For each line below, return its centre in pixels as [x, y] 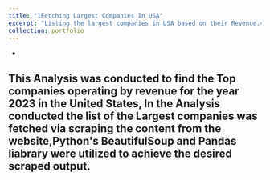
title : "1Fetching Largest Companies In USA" [86, 16]
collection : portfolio [46, 30]
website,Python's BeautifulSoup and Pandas [123, 141]
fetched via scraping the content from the [115, 128]
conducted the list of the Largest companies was [133, 116]
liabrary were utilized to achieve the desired [121, 153]
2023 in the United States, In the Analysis [115, 104]
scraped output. [49, 166]
